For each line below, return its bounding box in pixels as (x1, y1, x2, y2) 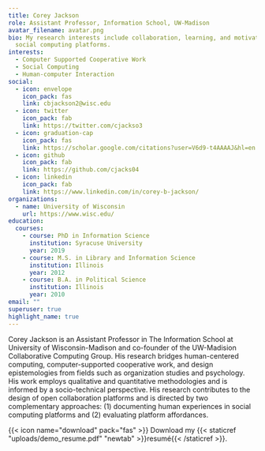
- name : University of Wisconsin (15, 202, 125, 210)
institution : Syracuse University (28, 239, 144, 247)
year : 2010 (28, 291, 65, 299)
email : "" (8, 298, 41, 306)
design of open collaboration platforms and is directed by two (8, 393, 209, 403)
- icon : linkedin (15, 173, 73, 182)
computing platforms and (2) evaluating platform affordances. (8, 410, 209, 419)
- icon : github (15, 151, 65, 159)
